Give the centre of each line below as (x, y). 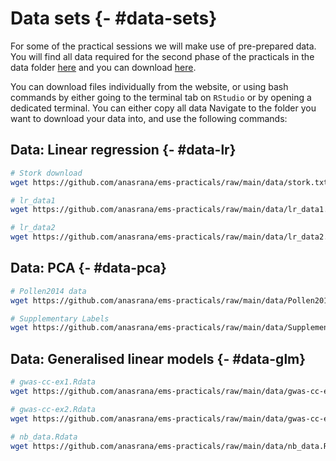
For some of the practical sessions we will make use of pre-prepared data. (163, 46)
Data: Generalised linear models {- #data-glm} (158, 358)
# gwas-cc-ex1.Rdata (53, 382)
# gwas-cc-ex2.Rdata (53, 409)
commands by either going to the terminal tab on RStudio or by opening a (161, 97)
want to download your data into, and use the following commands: (149, 118)
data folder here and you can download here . (103, 67)
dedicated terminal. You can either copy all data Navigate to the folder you (163, 108)
